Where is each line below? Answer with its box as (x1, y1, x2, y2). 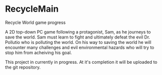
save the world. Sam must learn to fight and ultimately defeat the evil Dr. (5, 34, 150, 40)
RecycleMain (5, 3, 59, 15)
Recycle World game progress (5, 19, 66, 25)
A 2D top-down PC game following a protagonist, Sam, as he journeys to (5, 29, 151, 35)
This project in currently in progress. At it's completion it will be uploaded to (5, 59, 158, 65)
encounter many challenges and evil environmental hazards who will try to (5, 44, 155, 50)
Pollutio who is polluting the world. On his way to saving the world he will (5, 39, 151, 45)
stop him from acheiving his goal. (5, 50, 72, 56)
